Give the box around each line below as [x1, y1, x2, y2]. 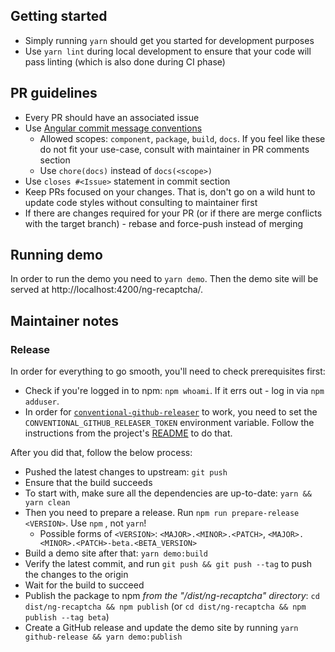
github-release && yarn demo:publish [24, 632, 183, 643]
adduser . [24, 395, 60, 408]
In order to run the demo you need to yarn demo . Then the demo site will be [10, 273, 319, 285]
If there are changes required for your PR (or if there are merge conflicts [24, 207, 323, 219]
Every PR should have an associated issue [24, 111, 200, 123]
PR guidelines [10, 85, 98, 102]
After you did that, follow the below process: [10, 447, 193, 459]
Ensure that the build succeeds [24, 477, 153, 489]
